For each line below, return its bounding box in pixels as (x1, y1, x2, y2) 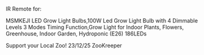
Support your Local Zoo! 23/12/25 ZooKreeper (5, 42, 123, 49)
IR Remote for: (5, 5, 42, 12)
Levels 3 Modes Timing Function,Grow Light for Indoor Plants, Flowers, (5, 24, 184, 31)
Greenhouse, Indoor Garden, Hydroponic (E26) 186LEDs (5, 30, 147, 37)
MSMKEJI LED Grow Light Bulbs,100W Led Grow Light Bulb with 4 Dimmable (5, 17, 198, 24)
